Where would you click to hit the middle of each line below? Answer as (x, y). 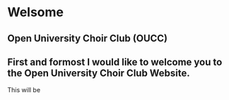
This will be (24, 90)
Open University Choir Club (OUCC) (88, 38)
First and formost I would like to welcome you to (115, 62)
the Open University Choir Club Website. (99, 73)
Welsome (36, 12)
